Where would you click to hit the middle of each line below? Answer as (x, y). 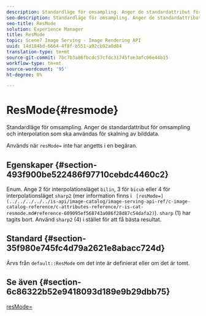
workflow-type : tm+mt (34, 63)
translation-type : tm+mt (38, 52)
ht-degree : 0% (25, 75)
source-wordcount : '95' (37, 69)
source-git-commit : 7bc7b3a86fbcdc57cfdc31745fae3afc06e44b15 (87, 58)
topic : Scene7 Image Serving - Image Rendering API (74, 40)
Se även (22, 282)
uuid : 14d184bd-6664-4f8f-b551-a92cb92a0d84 (64, 47)
